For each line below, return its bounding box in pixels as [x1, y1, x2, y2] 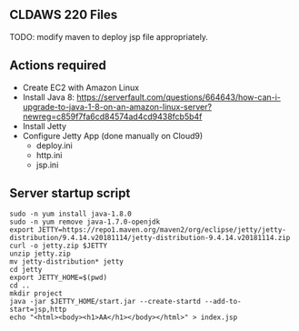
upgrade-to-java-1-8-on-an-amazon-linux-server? [22, 101, 212, 112]
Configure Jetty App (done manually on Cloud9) [22, 130, 204, 141]
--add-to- [204, 297, 243, 306]
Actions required [9, 58, 106, 74]
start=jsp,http [9, 305, 67, 315]
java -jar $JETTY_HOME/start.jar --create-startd [9, 297, 202, 306]
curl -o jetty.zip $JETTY [9, 241, 107, 251]
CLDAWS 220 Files [9, 7, 118, 23]
